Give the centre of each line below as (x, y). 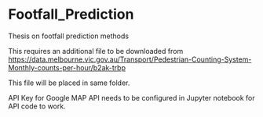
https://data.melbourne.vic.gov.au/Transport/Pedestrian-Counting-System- (130, 59)
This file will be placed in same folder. (69, 83)
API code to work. (37, 106)
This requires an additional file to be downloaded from (96, 51)
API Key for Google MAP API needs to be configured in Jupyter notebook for (131, 97)
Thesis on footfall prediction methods (69, 36)
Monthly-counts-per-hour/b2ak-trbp (67, 67)
